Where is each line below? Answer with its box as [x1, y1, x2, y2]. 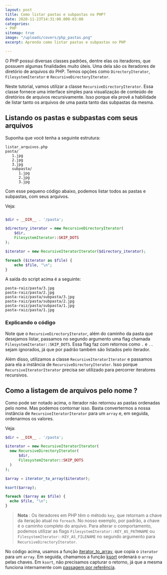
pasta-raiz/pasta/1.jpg [5, 308, 55, 313]
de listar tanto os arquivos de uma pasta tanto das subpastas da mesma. [5, 99, 155, 105]
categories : [5, 21, 30, 26]
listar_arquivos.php [5, 144, 48, 150]
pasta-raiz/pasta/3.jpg [5, 286, 55, 291]
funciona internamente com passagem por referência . [5, 565, 116, 571]
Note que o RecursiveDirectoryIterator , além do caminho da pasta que [5, 330, 153, 337]
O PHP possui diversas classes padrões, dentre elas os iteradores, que [5, 58, 151, 64]
